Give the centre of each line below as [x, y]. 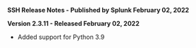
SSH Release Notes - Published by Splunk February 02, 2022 [98, 10]
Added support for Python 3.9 [61, 37]
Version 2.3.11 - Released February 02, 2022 [73, 23]
